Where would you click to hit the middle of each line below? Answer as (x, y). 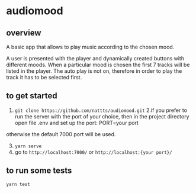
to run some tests (39, 171)
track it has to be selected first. (44, 77)
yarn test (18, 184)
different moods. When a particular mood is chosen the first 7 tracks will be (98, 65)
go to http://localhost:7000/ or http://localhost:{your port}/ (94, 152)
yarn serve (28, 146)
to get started (32, 96)
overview (24, 33)
